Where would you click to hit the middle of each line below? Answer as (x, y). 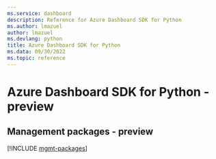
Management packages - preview (80, 132)
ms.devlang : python (35, 39)
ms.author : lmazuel (35, 26)
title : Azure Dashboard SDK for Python (64, 45)
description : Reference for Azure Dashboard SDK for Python (95, 20)
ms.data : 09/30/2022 (37, 52)
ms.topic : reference (37, 58)
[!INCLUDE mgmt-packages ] (47, 148)
